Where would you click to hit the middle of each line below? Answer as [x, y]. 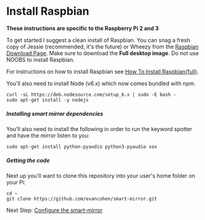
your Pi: [16, 182]
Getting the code [28, 160]
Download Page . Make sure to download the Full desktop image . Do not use [102, 53]
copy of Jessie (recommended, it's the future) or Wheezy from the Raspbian [102, 47]
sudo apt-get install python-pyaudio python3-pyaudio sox [82, 146]
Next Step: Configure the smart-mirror [54, 210]
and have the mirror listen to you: [48, 135]
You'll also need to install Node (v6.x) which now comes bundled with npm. [101, 83]
